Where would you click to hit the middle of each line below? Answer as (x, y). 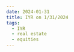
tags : (13, 23)
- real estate (29, 34)
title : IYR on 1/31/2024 (37, 17)
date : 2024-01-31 (28, 12)
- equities (25, 39)
